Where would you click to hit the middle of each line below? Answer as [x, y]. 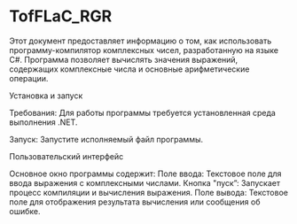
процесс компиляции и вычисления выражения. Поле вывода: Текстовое [148, 192]
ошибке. [25, 211]
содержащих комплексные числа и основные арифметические [129, 69]
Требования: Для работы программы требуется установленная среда [143, 112]
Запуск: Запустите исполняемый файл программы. [106, 139]
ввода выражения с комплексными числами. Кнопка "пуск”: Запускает [145, 182]
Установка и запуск [46, 96]
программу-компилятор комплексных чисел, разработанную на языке [144, 50]
